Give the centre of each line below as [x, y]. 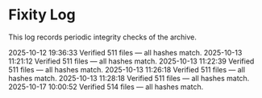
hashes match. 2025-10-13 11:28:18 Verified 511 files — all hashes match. [129, 78]
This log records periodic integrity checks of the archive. [103, 37]
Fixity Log [42, 15]
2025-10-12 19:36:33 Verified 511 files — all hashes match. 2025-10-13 [125, 52]
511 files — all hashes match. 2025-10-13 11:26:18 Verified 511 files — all [127, 69]
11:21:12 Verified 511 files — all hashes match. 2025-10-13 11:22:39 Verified [131, 61]
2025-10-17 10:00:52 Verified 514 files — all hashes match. [106, 87]
